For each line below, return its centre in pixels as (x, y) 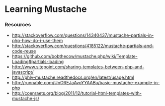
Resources (18, 25)
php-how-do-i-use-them (37, 41)
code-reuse (24, 51)
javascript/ (23, 72)
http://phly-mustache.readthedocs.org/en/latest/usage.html (73, 77)
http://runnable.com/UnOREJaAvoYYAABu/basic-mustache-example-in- (86, 83)
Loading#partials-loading (38, 62)
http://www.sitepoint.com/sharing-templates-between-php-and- (78, 67)
